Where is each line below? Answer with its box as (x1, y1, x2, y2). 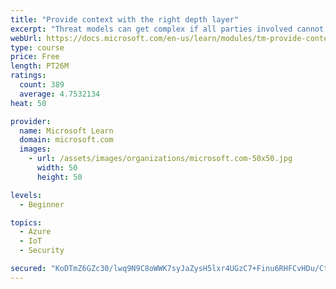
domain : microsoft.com (19, 135, 114, 145)
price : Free (10, 52, 60, 62)
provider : (10, 116, 52, 126)
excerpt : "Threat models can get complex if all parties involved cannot (10, 24, 325, 34)
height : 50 (36, 172, 83, 182)
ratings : (10, 71, 47, 81)
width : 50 (36, 163, 78, 173)
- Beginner (19, 199, 65, 210)
